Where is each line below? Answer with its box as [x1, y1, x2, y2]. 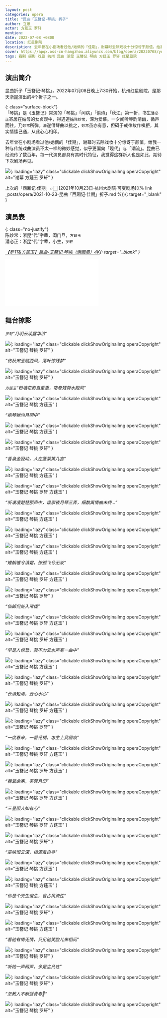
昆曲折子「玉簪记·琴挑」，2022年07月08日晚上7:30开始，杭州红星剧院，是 [5, 88, 157, 94]
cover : [5, 49, 19, 54]
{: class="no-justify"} [5, 226, 49, 232]
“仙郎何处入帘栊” [5, 603, 40, 609]
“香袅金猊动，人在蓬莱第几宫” [5, 456, 66, 462]
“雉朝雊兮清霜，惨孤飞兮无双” [5, 559, 66, 565]
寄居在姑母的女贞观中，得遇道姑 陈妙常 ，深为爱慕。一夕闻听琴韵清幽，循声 [8, 116, 160, 122]
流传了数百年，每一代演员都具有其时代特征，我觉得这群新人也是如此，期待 [9, 152, 162, 158]
